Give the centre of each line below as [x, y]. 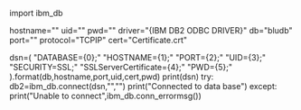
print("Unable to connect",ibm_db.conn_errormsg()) [105, 96]
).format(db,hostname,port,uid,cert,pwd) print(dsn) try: [112, 77]
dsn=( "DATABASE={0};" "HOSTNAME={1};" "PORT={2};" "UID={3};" [138, 57]
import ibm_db [36, 13]
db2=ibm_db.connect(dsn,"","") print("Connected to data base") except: [143, 86]
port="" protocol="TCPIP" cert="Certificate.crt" [99, 40]
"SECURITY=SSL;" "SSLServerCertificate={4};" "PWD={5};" [121, 67]
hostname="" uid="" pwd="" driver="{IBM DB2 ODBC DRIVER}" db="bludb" [151, 30]
